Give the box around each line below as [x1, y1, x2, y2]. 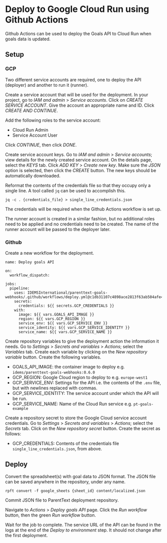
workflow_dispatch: [9, 273, 50, 278]
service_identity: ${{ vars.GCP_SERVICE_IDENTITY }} [18, 325, 130, 330]
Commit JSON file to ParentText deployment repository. [5, 497, 119, 503]
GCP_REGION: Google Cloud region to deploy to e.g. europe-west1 [12, 374, 148, 380]
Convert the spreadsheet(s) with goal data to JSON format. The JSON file [5, 473, 156, 479]
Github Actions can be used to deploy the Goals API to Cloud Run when [5, 30, 152, 36]
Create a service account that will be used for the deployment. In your [5, 91, 149, 98]
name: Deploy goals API [5, 259, 55, 265]
